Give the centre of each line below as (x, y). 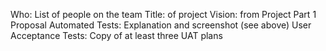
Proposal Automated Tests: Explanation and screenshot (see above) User (161, 25)
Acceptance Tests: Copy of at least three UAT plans (116, 35)
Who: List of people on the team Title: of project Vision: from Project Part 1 (163, 14)
